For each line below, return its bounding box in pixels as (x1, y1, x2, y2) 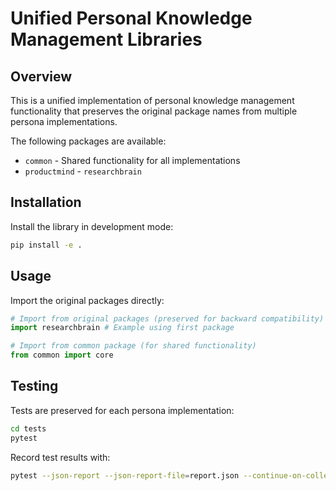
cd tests (10, 423, 47, 434)
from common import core (10, 350, 114, 361)
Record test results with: (10, 451, 111, 463)
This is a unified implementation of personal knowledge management (10, 95, 295, 106)
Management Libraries (10, 28, 203, 51)
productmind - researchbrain (24, 165, 142, 177)
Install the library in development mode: (10, 220, 174, 232)
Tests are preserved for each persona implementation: (10, 404, 235, 416)
